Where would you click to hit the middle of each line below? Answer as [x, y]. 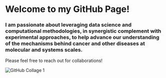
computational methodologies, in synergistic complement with [83, 31]
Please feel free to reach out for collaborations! [54, 60]
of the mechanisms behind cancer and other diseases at [75, 43]
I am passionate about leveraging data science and [68, 25]
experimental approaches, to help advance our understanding [82, 37]
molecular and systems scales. [44, 50]
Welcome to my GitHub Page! [67, 9]
